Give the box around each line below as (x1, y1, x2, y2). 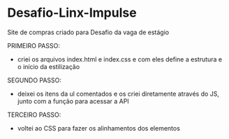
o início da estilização (17, 62, 80, 71)
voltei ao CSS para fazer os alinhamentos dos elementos (17, 124, 180, 132)
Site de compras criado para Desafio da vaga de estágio (7, 28, 170, 36)
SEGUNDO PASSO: (7, 75, 61, 85)
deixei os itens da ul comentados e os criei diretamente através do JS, (17, 89, 220, 98)
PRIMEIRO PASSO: (7, 41, 61, 50)
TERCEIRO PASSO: (7, 110, 61, 119)
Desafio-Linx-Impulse (7, 5, 138, 21)
